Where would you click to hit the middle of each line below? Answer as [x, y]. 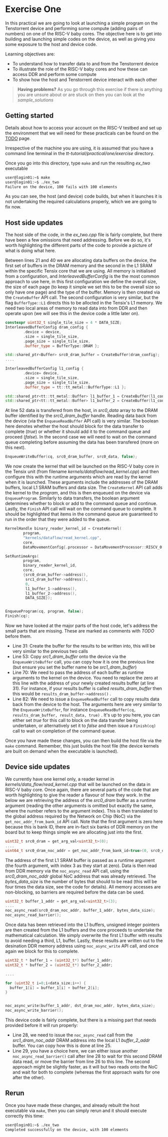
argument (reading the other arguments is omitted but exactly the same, [79, 805]
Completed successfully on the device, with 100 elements [67, 1129]
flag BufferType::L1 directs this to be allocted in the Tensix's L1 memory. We [84, 303]
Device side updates [38, 767]
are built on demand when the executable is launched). [62, 751]
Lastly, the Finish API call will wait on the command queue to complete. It [81, 509]
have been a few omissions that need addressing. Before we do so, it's [78, 240]
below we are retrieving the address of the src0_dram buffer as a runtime [80, 800]
